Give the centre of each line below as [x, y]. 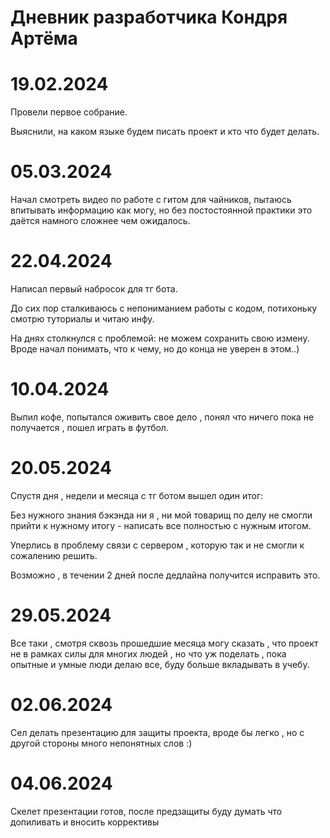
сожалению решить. [54, 555]
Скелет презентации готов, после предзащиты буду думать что [146, 811]
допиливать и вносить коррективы [85, 822]
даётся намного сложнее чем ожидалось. [100, 221]
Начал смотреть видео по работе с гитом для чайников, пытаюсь [151, 200]
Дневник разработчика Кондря [149, 17]
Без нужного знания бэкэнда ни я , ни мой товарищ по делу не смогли [161, 515]
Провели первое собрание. [69, 112]
